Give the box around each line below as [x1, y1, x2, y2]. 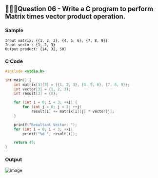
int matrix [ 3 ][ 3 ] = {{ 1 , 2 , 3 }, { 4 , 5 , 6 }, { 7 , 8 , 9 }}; [14, 82, 130, 87]
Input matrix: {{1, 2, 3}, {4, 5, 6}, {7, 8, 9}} [5, 38, 108, 43]
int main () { [5, 77, 32, 83]
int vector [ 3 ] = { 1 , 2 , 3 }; [14, 87, 71, 91]
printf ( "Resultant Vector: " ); [14, 122, 78, 127]
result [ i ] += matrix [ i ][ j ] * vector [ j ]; [31, 109, 115, 114]
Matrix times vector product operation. [5, 13, 126, 21]
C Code [5, 58, 23, 65]
